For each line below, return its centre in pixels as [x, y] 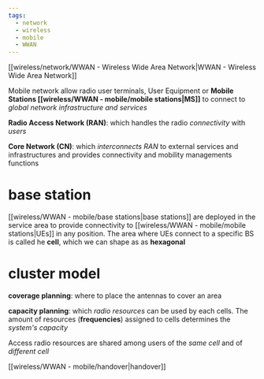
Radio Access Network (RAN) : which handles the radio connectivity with [127, 123]
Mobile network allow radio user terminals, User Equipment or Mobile [121, 91]
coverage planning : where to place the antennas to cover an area [115, 295]
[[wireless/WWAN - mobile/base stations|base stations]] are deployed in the [132, 217]
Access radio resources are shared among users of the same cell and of [125, 343]
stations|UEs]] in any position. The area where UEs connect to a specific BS [131, 234]
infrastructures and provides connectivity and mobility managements [120, 155]
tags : [17, 15]
